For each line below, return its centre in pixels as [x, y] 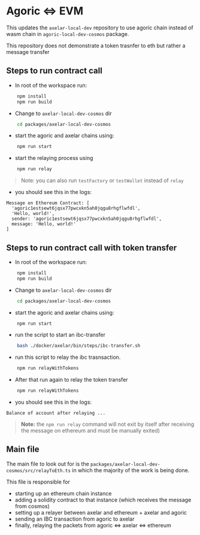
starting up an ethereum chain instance [63, 493]
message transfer [28, 52]
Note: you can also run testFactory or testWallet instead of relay [102, 180]
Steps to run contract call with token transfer [92, 248]
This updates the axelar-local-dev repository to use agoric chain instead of [100, 28]
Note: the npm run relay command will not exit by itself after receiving [107, 424]
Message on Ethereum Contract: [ [48, 203]
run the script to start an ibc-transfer [60, 335]
